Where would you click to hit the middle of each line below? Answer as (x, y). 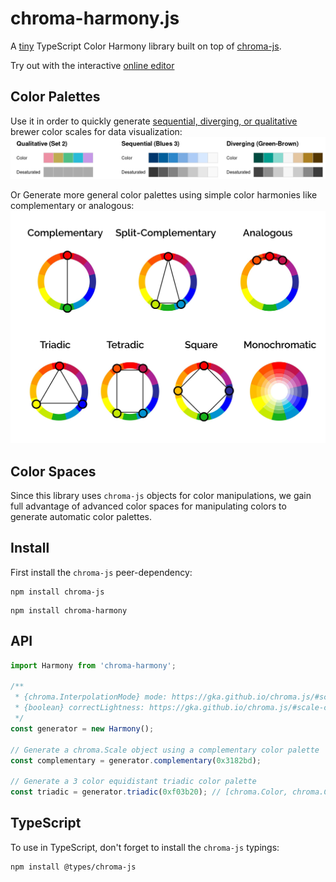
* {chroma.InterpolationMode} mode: (91, 697)
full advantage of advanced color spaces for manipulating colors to (148, 506)
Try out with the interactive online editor (92, 65)
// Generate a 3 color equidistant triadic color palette (133, 782)
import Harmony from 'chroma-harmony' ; (93, 665)
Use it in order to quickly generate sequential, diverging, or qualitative (154, 121)
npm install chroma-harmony (69, 610)
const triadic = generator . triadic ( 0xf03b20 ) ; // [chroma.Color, (149, 792)
